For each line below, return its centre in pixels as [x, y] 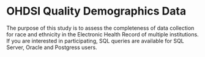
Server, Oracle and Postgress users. [52, 47]
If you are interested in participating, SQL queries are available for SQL [95, 41]
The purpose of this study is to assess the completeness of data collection [100, 28]
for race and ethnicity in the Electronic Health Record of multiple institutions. [102, 34]
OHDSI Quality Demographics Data [96, 11]
